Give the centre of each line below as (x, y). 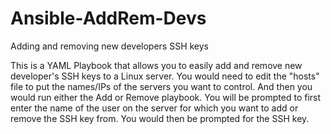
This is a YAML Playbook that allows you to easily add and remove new (156, 65)
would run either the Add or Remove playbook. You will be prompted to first (166, 97)
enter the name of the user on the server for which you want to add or (154, 108)
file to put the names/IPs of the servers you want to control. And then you (161, 86)
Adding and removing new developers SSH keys (110, 46)
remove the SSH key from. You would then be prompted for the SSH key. (160, 118)
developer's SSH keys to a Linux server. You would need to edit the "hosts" (165, 76)
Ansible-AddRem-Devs (108, 18)
